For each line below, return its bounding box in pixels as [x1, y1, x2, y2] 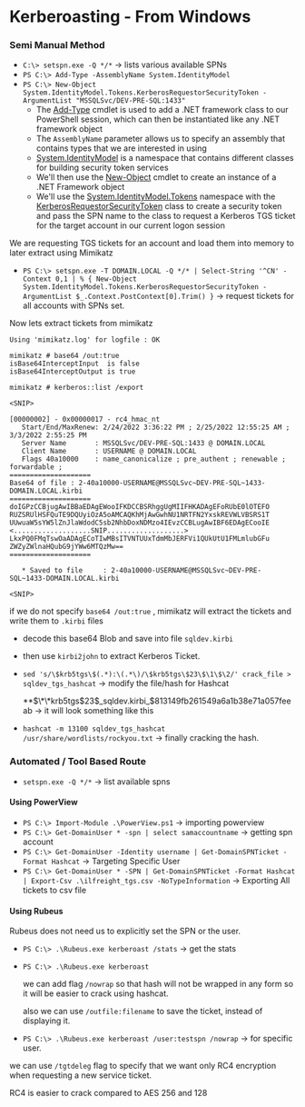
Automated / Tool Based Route [9, 755, 147, 768]
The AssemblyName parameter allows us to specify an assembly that [35, 134, 286, 145]
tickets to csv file [22, 884, 87, 895]
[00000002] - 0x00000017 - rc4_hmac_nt [9, 415, 161, 424]
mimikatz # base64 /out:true [9, 352, 120, 361]
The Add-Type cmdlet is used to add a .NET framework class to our [35, 105, 289, 115]
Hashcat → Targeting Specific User [51, 855, 181, 866]
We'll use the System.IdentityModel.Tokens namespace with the [35, 191, 276, 202]
